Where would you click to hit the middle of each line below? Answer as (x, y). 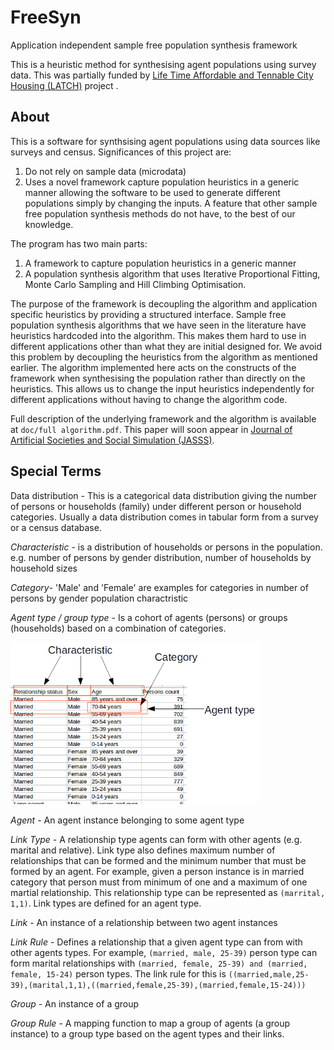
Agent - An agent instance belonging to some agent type (127, 820)
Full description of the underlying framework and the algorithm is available (163, 418)
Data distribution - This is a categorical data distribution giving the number (164, 495)
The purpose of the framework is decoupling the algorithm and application (164, 303)
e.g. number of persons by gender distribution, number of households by (161, 557)
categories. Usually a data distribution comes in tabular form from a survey (164, 517)
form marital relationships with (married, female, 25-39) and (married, (159, 963)
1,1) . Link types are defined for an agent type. (106, 903)
